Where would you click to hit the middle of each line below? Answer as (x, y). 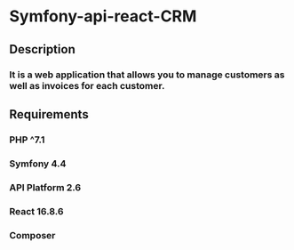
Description (42, 49)
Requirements (49, 114)
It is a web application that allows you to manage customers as (147, 75)
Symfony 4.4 (38, 164)
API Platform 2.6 (45, 187)
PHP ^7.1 (27, 140)
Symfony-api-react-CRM (103, 16)
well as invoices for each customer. (87, 85)
